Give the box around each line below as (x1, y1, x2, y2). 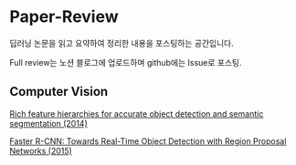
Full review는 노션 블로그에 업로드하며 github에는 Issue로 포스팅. (9, 57, 242, 67)
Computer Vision (9, 84, 109, 99)
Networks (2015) (9, 145, 73, 156)
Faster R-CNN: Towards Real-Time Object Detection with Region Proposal (9, 135, 287, 147)
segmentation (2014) (9, 118, 89, 129)
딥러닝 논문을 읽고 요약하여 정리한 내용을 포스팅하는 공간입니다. (9, 37, 235, 48)
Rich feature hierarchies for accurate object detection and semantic (9, 108, 264, 119)
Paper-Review (9, 6, 119, 27)
